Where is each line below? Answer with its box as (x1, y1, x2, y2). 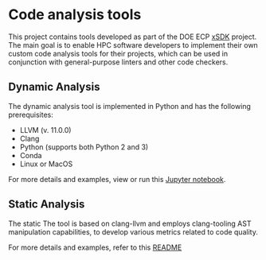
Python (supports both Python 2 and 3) (19, 142, 149, 152)
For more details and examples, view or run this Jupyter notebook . (8, 174, 226, 184)
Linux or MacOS (19, 159, 73, 169)
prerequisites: (8, 110, 54, 119)
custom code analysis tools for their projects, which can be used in (8, 49, 229, 58)
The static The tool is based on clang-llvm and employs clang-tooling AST (8, 219, 252, 228)
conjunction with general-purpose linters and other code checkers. (8, 57, 229, 67)
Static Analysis (8, 197, 85, 211)
